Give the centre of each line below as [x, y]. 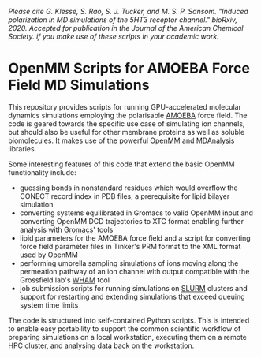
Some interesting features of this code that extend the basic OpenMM [121, 164]
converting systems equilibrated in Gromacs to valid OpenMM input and [136, 213]
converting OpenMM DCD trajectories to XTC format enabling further [132, 221]
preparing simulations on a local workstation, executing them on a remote [127, 337]
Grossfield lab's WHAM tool [65, 280]
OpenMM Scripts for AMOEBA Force [129, 68]
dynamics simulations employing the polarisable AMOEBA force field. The [128, 115]
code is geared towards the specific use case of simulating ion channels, [127, 123]
